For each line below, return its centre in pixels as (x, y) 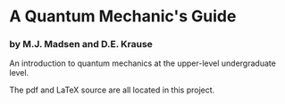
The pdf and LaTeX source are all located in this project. (112, 90)
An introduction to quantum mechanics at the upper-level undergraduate (143, 63)
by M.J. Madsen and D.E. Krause (81, 44)
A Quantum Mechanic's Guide (123, 16)
